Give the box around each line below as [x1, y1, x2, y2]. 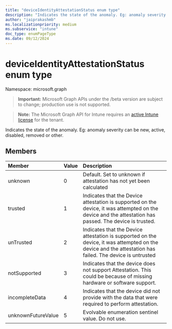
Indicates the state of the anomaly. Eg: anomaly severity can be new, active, [5, 127, 165, 133]
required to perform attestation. [82, 300, 159, 307]
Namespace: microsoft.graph [5, 86, 67, 92]
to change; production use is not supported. [17, 101, 111, 108]
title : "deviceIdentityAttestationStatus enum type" [5, 7, 120, 13]
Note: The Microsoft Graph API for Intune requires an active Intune [17, 111, 159, 117]
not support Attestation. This [82, 266, 152, 273]
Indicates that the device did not [82, 287, 160, 295]
